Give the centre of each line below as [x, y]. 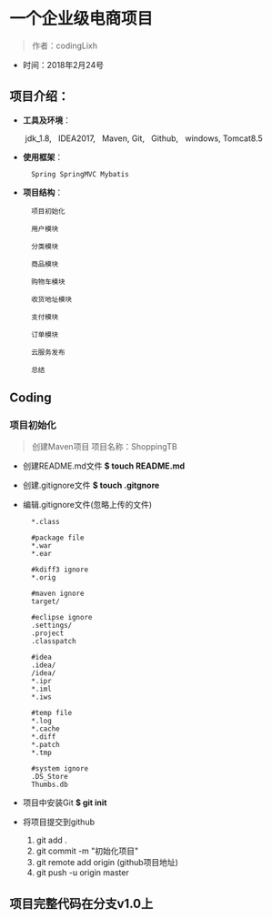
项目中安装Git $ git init [65, 803]
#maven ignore [58, 594]
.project [48, 633]
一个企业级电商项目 [81, 19]
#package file [58, 538]
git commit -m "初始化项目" [87, 851]
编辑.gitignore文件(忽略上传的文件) [87, 505]
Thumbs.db [50, 785]
